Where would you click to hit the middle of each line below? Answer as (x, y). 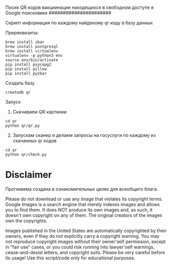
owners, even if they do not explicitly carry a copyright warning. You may (82, 236)
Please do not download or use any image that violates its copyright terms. (84, 199)
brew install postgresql (32, 47)
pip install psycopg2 (28, 65)
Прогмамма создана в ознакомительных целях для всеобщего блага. (82, 189)
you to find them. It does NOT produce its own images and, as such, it (79, 210)
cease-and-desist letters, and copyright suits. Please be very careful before (85, 252)
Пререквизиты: (22, 33)
